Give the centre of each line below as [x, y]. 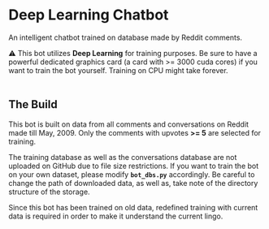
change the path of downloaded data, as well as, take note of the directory [133, 183]
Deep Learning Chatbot [89, 15]
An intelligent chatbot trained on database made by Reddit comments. [125, 37]
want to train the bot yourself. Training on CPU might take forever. [119, 70]
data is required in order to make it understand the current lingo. [116, 216]
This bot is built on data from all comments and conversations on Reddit [129, 124]
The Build [33, 104]
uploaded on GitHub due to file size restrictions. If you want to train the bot [134, 166]
